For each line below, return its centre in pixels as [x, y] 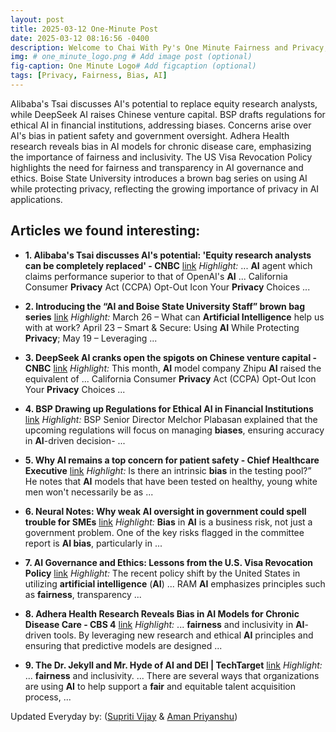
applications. [36, 199]
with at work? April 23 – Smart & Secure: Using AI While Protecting [162, 327]
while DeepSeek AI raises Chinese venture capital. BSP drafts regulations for [168, 114]
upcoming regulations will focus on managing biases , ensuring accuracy [174, 430]
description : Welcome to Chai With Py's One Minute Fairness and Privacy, [169, 47]
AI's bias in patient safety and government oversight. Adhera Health [150, 135]
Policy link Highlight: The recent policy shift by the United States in [162, 573]
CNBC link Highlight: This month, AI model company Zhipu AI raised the [173, 368]
